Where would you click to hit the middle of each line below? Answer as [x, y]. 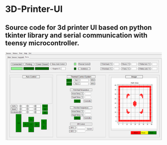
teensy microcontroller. [42, 43]
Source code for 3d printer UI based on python [79, 28]
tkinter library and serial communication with [76, 35]
